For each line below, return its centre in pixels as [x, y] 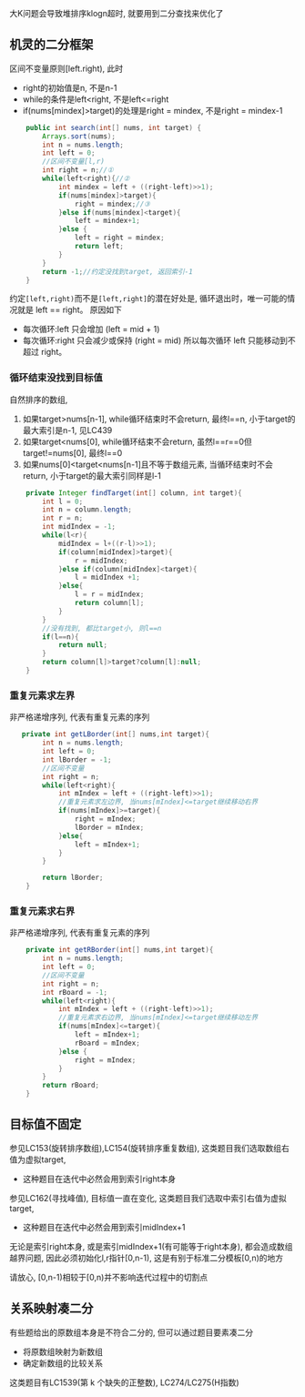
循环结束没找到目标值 [56, 378]
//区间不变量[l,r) [73, 162]
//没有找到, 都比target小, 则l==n [102, 628]
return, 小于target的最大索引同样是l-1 [91, 475]
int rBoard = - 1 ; [75, 992]
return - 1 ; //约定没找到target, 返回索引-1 [117, 271]
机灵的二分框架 [51, 45]
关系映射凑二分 [51, 1309]
